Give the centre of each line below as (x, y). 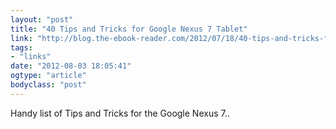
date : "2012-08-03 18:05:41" (71, 66)
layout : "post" (42, 19)
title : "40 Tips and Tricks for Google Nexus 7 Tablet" (129, 29)
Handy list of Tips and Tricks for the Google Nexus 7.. (120, 113)
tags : (21, 47)
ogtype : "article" (48, 76)
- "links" (31, 57)
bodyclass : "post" (48, 85)
